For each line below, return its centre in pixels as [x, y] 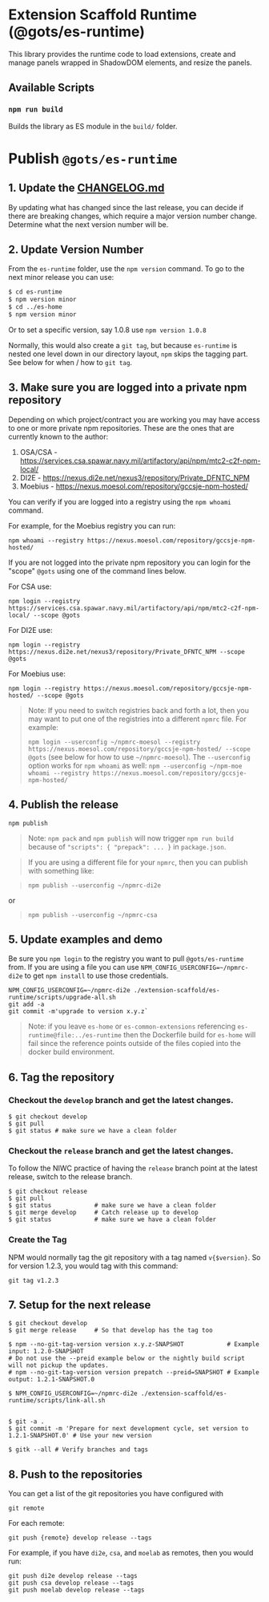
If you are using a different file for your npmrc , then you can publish [138, 862]
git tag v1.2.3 [34, 1280]
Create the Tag [38, 1239]
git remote [26, 1509]
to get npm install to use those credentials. [96, 975]
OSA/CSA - [38, 452]
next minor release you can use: [61, 278]
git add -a [26, 1004]
